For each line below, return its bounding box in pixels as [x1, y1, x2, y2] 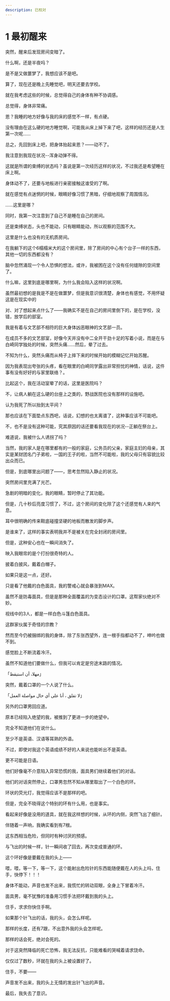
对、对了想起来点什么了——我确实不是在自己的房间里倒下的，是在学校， [5, 307, 156, 313]
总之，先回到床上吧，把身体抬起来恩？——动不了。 [5, 141, 112, 147]
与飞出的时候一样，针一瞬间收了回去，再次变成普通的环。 [5, 844, 125, 850]
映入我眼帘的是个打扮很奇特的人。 [5, 550, 76, 556]
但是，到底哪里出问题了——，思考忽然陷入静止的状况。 [5, 468, 120, 474]
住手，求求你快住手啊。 [5, 903, 54, 910]
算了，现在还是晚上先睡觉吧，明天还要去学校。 [5, 81, 103, 87]
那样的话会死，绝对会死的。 [5, 936, 63, 942]
